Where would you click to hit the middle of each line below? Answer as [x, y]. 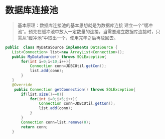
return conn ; [35, 127]
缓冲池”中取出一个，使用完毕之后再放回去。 [73, 38]
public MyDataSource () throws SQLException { [59, 57]
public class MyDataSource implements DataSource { [61, 47]
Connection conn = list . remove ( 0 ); [56, 122]
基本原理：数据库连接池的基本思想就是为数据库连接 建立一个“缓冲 [85, 25]
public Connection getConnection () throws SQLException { [75, 89]
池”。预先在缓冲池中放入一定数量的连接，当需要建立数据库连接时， [87, 31]
